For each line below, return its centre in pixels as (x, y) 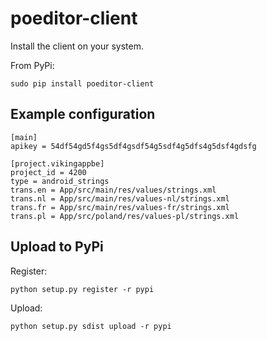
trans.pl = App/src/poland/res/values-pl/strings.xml (125, 216)
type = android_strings (60, 181)
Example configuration (83, 114)
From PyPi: (32, 65)
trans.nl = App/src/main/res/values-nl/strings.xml (120, 198)
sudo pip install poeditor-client (82, 83)
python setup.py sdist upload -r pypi (91, 326)
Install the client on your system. (77, 46)
